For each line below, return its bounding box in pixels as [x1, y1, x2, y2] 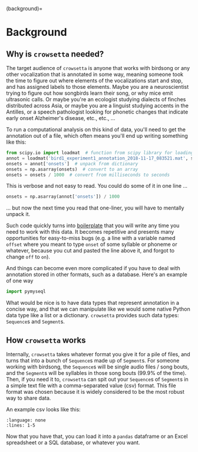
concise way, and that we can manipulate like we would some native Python [6, 305, 190, 313]
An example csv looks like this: [6, 406, 81, 413]
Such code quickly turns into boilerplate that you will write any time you [6, 222, 180, 229]
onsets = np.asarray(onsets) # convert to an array [6, 166, 138, 172]
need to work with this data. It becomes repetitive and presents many [6, 228, 174, 235]
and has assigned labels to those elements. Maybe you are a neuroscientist [6, 84, 189, 90]
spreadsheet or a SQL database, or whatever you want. [6, 438, 140, 446]
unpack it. [6, 211, 31, 218]
